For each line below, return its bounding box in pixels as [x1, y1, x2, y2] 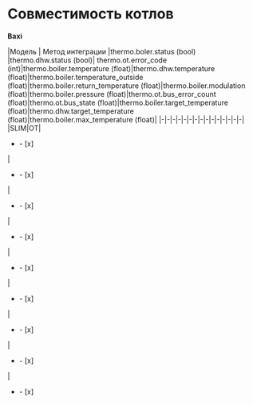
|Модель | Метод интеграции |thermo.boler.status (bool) [7, 46, 196, 56]
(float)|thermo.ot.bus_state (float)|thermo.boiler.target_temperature [7, 98, 229, 107]
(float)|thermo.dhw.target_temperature [7, 106, 135, 116]
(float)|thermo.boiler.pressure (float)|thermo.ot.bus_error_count [7, 89, 216, 98]
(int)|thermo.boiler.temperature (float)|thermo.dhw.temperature [7, 63, 215, 73]
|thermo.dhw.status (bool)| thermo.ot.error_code [7, 55, 168, 65]
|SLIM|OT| [7, 123, 42, 133]
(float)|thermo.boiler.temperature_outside [7, 72, 144, 82]
